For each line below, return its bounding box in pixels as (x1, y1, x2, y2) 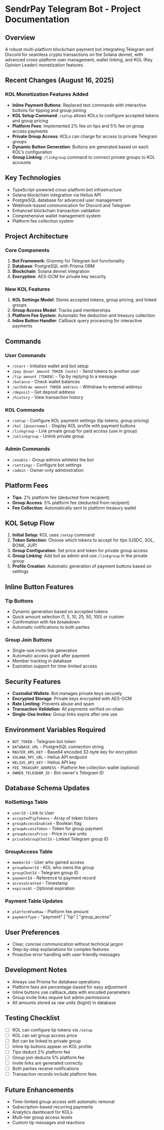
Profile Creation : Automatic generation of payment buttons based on (12, 563, 152, 569)
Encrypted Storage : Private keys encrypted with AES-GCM (12, 695, 132, 702)
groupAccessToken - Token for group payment (12, 825, 103, 831)
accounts (12, 159, 31, 165)
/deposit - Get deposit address (12, 389, 75, 395)
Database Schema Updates (5, 784, 90, 793)
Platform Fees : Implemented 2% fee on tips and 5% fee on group (12, 123, 144, 128)
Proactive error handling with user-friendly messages (12, 951, 120, 957)
